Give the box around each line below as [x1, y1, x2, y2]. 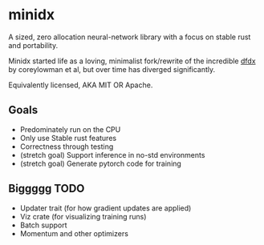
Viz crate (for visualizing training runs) [19, 211, 147, 221]
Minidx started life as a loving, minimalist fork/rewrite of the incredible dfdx [8, 56, 256, 66]
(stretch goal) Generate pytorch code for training [19, 159, 182, 168]
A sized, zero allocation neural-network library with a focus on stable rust [8, 32, 251, 42]
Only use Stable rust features [19, 133, 117, 143]
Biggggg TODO [8, 182, 85, 195]
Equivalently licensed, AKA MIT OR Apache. [8, 80, 153, 90]
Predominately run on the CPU [19, 124, 121, 134]
